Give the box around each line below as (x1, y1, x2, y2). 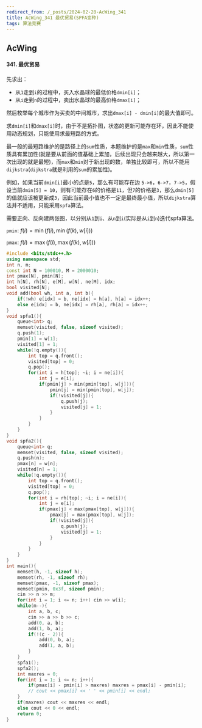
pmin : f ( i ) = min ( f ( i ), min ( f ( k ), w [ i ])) (6, 227, 93, 234)
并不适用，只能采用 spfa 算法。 (11, 201, 87, 208)
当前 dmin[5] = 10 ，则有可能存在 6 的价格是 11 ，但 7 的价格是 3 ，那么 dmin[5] (11, 186, 195, 193)
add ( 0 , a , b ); (28, 620, 64, 626)
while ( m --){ (17, 603, 47, 609)
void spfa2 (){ (6, 438, 43, 444)
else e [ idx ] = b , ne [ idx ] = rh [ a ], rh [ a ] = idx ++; (17, 301, 148, 307)
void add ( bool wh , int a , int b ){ (6, 290, 94, 296)
